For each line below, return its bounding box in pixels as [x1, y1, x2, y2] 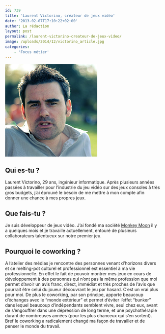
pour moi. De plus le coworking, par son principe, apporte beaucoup [5, 292, 144, 298]
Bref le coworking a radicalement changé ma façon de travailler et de [5, 318, 145, 324]
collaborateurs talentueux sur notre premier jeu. [5, 233, 102, 239]
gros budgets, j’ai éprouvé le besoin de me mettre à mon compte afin [5, 190, 145, 196]
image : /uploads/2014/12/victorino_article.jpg [5, 39, 105, 44]
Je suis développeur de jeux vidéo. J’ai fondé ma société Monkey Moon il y [5, 223, 157, 228]
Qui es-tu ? [5, 166, 40, 175]
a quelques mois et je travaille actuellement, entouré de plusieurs [5, 227, 137, 234]
